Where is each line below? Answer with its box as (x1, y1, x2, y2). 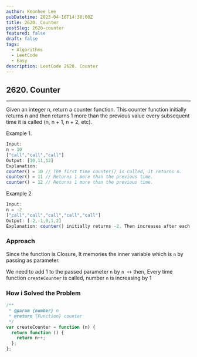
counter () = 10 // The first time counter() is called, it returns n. (6, 169, 182, 174)
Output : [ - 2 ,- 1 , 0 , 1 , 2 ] (6, 218, 62, 224)
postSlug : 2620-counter (6, 25, 64, 31)
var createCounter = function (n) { (6, 324, 96, 330)
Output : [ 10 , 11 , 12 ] (6, 157, 54, 163)
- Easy (11, 58, 28, 63)
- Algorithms (11, 47, 43, 53)
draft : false (6, 36, 38, 42)
